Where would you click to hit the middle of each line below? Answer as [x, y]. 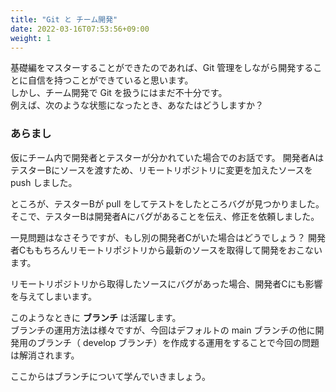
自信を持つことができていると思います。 [110, 80]
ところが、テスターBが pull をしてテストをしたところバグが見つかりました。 [167, 203]
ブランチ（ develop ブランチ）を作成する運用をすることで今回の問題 [178, 342]
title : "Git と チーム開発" [64, 19]
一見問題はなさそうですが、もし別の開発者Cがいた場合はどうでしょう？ [158, 237]
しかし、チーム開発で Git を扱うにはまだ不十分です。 [119, 93]
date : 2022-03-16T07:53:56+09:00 [80, 29]
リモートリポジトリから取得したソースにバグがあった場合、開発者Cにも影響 [166, 283]
